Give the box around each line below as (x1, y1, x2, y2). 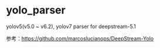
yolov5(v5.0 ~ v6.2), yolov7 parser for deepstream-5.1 (6, 23, 136, 30)
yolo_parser (6, 4, 66, 17)
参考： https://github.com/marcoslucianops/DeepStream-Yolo (6, 35, 154, 42)
